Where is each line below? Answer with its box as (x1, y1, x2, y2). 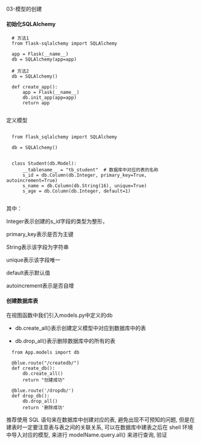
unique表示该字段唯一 (6, 256, 60, 263)
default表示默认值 (6, 269, 51, 277)
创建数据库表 (6, 297, 38, 304)
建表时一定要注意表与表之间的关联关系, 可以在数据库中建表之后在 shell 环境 (6, 423, 193, 431)
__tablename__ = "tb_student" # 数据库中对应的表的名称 (22, 167, 159, 173)
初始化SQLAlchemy (6, 20, 56, 27)
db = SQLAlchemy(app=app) (11, 56, 77, 62)
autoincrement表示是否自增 (6, 282, 74, 290)
